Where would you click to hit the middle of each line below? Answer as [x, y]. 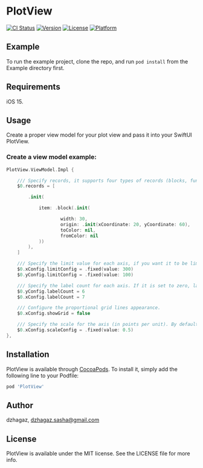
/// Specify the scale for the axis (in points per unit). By [97, 325]
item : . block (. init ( [64, 208]
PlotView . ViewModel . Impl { [40, 170]
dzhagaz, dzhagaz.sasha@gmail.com [53, 420]
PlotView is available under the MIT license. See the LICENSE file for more [98, 453]
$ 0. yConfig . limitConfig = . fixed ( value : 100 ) [76, 275]
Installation [28, 355]
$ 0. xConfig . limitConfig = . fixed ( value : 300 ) [76, 269]
